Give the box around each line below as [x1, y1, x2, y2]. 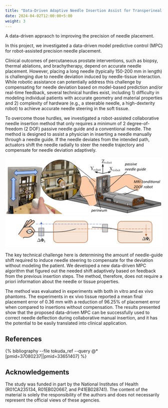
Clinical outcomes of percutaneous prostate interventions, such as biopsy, [5, 58, 158, 64]
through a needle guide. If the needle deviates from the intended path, [5, 137, 150, 143]
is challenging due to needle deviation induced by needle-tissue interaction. [5, 74, 161, 80]
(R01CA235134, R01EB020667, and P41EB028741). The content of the [5, 386, 148, 392]
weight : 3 [5, 19, 26, 24]
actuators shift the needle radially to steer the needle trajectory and [5, 142, 144, 148]
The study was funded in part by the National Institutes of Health [5, 381, 138, 387]
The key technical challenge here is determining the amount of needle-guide [5, 252, 163, 258]
